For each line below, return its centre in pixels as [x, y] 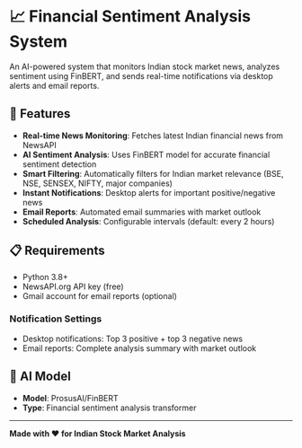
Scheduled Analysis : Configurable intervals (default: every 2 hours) [148, 221]
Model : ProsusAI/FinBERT [70, 398]
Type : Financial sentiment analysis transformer [109, 408]
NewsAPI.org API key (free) [73, 286]
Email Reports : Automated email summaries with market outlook [142, 212]
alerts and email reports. [54, 85]
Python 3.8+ [45, 277]
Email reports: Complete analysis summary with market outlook [139, 348]
